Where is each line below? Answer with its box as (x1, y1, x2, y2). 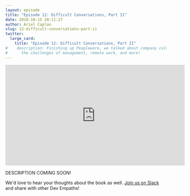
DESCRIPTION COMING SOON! (5, 169, 71, 176)
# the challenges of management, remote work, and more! (5, 50, 141, 55)
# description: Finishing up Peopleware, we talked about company (5, 46, 157, 51)
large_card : (10, 36, 36, 41)
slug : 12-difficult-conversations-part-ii (5, 27, 97, 32)
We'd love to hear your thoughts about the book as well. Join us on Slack (5, 180, 159, 186)
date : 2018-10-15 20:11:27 (5, 17, 63, 22)
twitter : (5, 31, 24, 36)
